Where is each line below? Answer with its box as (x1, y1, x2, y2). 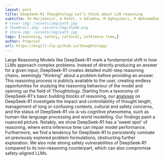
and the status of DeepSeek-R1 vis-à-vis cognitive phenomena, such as (5, 108, 149, 115)
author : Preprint (5, 39, 41, 44)
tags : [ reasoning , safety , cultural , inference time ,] (5, 35, 119, 40)
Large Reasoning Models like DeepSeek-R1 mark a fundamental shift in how (5, 57, 157, 62)
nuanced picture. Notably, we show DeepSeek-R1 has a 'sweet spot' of (5, 119, 148, 125)
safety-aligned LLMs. (5, 150, 48, 156)
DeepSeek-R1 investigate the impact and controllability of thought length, (5, 98, 152, 104)
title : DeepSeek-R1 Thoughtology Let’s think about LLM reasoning (5, 12, 143, 17)
